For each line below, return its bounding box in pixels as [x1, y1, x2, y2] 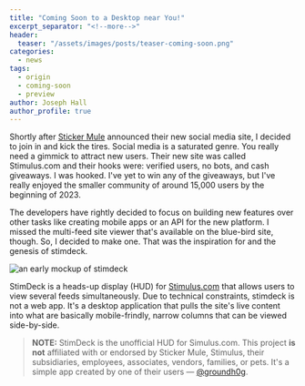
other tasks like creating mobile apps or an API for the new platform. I [9, 217, 269, 228]
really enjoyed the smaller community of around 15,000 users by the [9, 179, 265, 191]
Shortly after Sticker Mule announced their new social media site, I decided [9, 131, 291, 142]
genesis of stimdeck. [9, 246, 88, 257]
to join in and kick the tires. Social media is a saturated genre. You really [9, 141, 280, 152]
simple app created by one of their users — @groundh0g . [31, 366, 249, 378]
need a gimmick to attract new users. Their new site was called [9, 151, 247, 162]
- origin [17, 73, 51, 82]
